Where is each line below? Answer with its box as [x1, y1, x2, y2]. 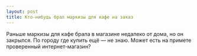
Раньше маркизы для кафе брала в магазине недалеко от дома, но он [6, 30, 184, 37]
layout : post [6, 8, 38, 15]
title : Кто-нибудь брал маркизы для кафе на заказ [6, 14, 134, 20]
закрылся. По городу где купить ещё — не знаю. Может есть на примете [6, 37, 192, 44]
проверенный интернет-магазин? [6, 42, 91, 50]
